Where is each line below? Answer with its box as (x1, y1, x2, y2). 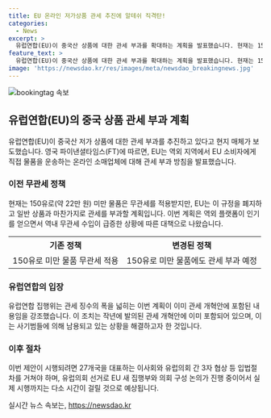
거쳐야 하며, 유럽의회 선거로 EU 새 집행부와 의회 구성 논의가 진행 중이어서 (23, 373, 252, 383)
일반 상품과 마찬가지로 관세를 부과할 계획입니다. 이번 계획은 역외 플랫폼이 (16, 208, 245, 218)
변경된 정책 (172, 240, 212, 251)
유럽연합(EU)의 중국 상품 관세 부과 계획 (8, 114, 190, 127)
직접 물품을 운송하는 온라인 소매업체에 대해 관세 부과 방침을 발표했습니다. (8, 157, 236, 166)
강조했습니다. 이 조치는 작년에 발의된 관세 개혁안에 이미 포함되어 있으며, (29, 311, 254, 321)
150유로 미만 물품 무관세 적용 (12, 255, 119, 266)
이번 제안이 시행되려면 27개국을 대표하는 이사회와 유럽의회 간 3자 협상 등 (8, 363, 236, 373)
